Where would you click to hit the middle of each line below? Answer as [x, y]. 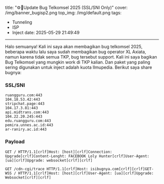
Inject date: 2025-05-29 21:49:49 [46, 32]
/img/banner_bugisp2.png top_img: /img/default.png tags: [63, 13]
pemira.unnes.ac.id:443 [29, 125]
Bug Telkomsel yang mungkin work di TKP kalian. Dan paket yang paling [78, 62]
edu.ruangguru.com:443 [28, 121]
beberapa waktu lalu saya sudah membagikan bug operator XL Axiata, [76, 52]
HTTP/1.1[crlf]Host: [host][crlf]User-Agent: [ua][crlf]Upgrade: [86, 173]
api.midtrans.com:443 [27, 112]
